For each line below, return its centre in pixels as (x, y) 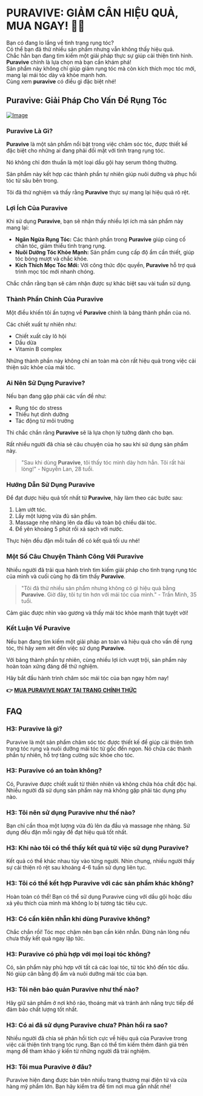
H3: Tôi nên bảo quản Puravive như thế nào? (73, 990)
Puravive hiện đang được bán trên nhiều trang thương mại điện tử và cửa (97, 1080)
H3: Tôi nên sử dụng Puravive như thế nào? (71, 812)
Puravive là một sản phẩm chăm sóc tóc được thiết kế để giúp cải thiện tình (100, 742)
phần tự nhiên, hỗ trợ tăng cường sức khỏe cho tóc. (70, 755)
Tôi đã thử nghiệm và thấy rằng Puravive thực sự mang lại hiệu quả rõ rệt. (98, 192)
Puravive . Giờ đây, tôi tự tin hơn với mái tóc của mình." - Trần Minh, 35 (109, 594)
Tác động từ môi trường (44, 420)
